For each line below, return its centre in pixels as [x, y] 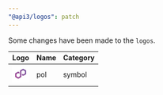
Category [79, 58]
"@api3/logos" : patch [44, 17]
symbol [75, 74]
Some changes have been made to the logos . [82, 40]
